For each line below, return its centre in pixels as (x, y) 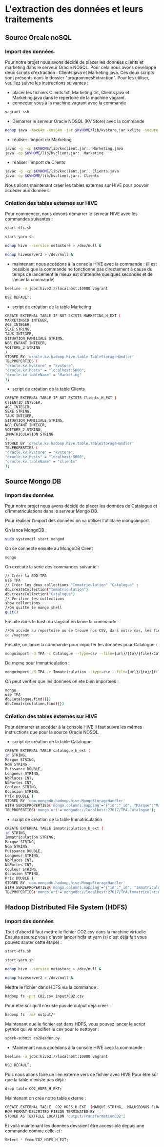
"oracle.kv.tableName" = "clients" (41, 462)
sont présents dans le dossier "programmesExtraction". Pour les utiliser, (77, 77)
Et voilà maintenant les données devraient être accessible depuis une (75, 1125)
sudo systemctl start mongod (35, 539)
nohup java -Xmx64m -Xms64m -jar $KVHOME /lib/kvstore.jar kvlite (73, 130)
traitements (29, 19)
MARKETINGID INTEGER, (27, 320)
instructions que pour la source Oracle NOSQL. (52, 732)
